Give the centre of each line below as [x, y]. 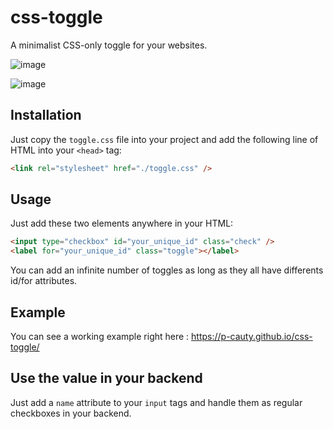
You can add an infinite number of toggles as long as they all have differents [167, 270]
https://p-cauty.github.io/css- [252, 336]
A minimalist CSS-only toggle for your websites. [109, 45]
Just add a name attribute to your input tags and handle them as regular [156, 402]
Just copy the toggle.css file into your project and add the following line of [164, 139]
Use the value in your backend [106, 378]
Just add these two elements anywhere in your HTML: [122, 223]
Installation [46, 115]
